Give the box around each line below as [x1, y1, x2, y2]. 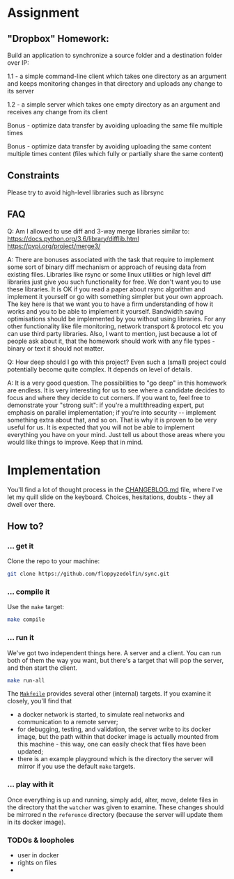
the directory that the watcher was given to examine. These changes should [7, 803, 224, 811]
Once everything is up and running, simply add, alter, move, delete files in [7, 795, 219, 804]
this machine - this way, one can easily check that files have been [17, 740, 207, 749]
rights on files [17, 859, 57, 867]
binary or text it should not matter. [7, 344, 104, 353]
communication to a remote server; [17, 718, 118, 726]
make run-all [7, 677, 45, 684]
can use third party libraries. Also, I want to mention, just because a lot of [7, 329, 217, 337]
